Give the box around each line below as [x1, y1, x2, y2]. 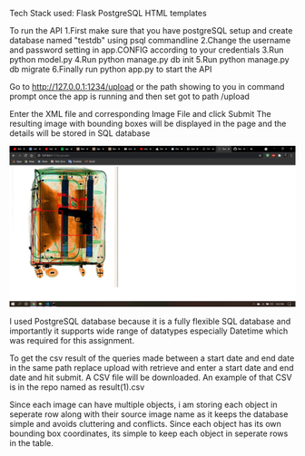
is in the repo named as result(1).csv [9, 381, 145, 393]
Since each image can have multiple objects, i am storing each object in [9, 399, 278, 410]
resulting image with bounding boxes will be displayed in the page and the [9, 118, 287, 129]
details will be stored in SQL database [9, 128, 151, 139]
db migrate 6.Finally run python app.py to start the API [9, 63, 212, 74]
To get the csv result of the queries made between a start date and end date [9, 353, 295, 364]
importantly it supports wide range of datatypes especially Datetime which [9, 325, 289, 336]
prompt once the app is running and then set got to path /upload [9, 91, 250, 102]
